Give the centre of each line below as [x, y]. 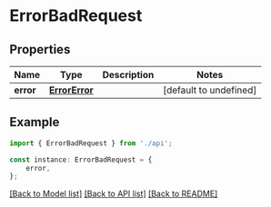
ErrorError [71, 90]
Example [35, 122]
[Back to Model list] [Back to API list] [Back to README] [114, 194]
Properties [40, 49]
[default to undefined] [210, 90]
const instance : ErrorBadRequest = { [81, 160]
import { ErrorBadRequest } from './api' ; [91, 143]
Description [128, 75]
